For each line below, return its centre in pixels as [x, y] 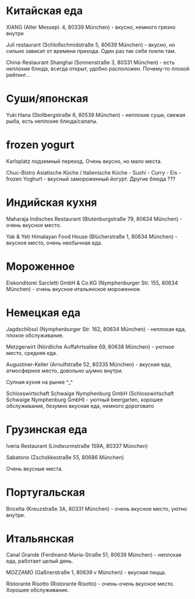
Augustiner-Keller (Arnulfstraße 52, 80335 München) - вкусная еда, [89, 364]
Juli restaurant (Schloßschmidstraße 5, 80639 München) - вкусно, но [90, 45]
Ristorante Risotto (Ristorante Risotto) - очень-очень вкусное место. [90, 584]
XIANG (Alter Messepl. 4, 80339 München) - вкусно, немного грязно [91, 27]
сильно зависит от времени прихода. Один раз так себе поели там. [91, 51]
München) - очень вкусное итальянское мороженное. [74, 289]
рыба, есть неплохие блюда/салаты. [52, 121]
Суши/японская [47, 99]
